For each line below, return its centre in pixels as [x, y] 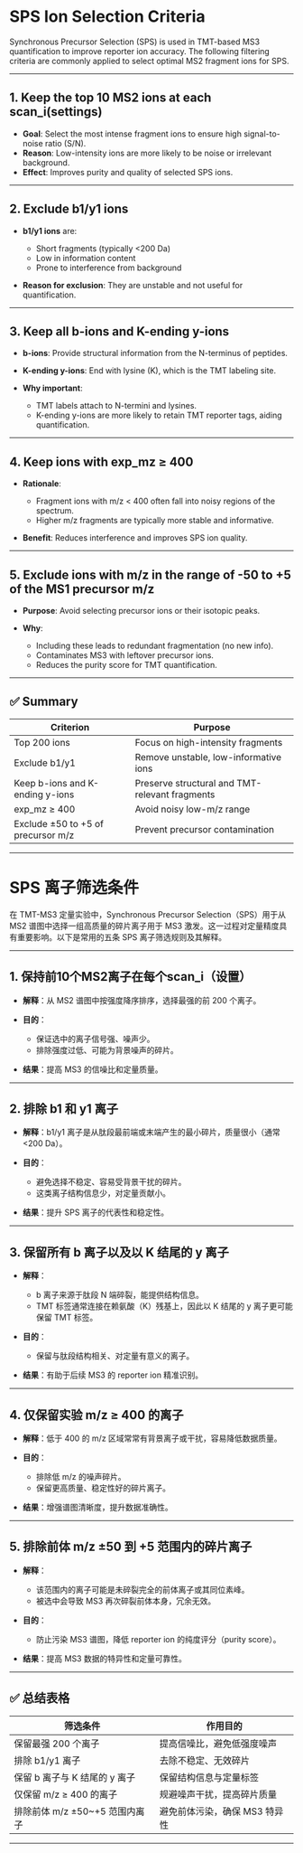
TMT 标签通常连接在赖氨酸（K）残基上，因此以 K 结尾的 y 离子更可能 [164, 1306]
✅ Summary [44, 702]
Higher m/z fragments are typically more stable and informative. [155, 521]
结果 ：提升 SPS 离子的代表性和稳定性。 [96, 1212]
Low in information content [86, 258]
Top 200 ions [42, 742]
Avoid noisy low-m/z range [193, 809]
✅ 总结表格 [40, 1698]
